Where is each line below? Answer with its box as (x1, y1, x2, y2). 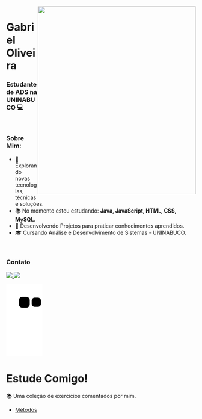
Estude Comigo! (6, 372, 88, 386)
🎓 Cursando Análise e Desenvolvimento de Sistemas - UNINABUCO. (14, 229, 186, 236)
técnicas (14, 194, 37, 201)
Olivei (6, 46, 36, 60)
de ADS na (6, 88, 38, 96)
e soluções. (14, 200, 44, 207)
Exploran (14, 162, 37, 169)
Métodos (14, 406, 37, 414)
